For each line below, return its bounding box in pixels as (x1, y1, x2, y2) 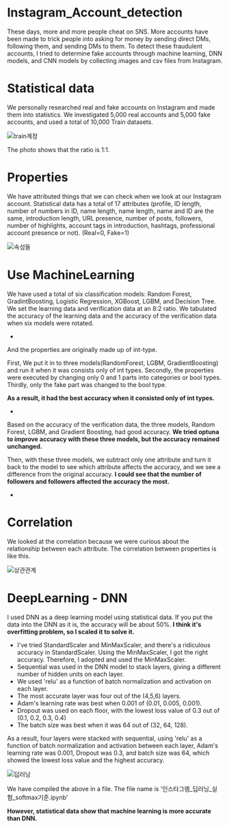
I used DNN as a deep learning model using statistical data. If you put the (7, 613, 213, 621)
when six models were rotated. (7, 318, 94, 327)
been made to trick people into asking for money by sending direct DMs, (7, 34, 211, 42)
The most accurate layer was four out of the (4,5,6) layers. (16, 692, 181, 700)
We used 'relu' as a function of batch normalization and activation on (16, 677, 212, 686)
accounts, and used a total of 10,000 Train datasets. (7, 118, 154, 126)
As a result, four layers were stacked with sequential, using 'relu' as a (7, 734, 203, 742)
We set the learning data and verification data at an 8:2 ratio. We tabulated (7, 304, 217, 312)
